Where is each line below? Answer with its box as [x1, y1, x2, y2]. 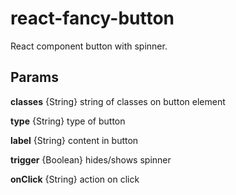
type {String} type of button [10, 115, 126, 127]
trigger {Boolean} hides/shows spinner [10, 153, 172, 166]
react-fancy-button [10, 7, 175, 30]
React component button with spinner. [10, 40, 168, 52]
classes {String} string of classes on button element [10, 95, 226, 107]
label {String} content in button [10, 134, 139, 146]
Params [10, 69, 59, 86]
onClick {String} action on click [10, 173, 140, 185]
